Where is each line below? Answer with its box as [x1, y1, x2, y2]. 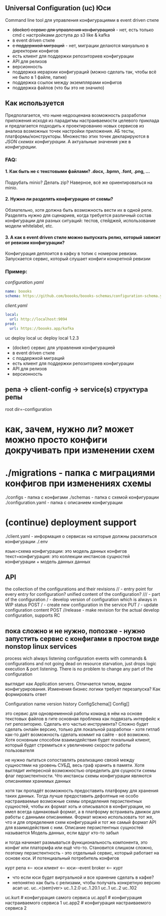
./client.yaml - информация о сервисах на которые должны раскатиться [5, 533, 157, 539]
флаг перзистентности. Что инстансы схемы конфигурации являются [5, 773, 152, 779]
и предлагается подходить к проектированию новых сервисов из [5, 122, 144, 128]
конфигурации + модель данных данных [5, 559, 90, 565]
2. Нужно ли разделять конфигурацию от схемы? [5, 196, 114, 202]
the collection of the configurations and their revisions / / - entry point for [5, 586, 153, 592]
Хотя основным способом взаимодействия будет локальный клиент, [5, 737, 151, 743]
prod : [5, 321, 16, 326]
